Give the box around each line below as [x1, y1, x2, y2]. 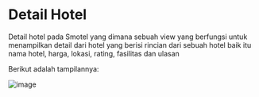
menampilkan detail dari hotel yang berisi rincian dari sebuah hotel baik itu [8, 40, 252, 49]
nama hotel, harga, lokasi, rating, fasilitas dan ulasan [8, 48, 180, 58]
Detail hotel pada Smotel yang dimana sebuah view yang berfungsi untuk [8, 32, 248, 41]
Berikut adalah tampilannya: [8, 64, 99, 73]
